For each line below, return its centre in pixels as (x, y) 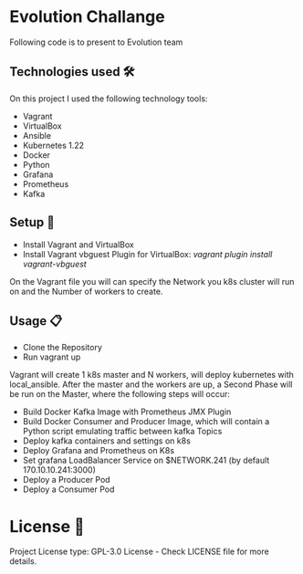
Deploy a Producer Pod (67, 480)
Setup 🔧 (32, 222)
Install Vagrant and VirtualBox (78, 245)
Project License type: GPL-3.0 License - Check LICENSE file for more (139, 552)
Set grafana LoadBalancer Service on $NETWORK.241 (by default (146, 460)
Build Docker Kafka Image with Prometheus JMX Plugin (127, 412)
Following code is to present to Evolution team (96, 42)
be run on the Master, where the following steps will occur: (120, 394)
